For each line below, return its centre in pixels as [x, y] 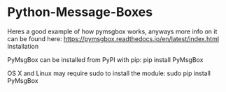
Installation [23, 46]
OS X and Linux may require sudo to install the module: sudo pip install [109, 73]
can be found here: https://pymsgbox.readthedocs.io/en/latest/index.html [113, 38]
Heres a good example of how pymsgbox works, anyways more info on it [112, 31]
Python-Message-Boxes [80, 12]
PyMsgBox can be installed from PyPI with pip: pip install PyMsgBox [105, 59]
